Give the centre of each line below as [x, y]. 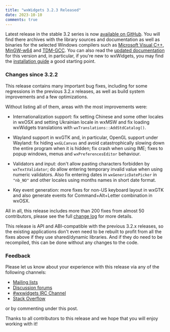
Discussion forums [33, 287]
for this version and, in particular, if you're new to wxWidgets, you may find [84, 56]
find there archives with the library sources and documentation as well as [83, 39]
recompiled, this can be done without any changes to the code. [72, 242]
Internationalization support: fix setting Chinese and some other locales [88, 116]
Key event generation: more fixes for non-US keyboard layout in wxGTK [88, 190]
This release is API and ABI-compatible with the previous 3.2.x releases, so [84, 226]
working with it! [22, 324]
